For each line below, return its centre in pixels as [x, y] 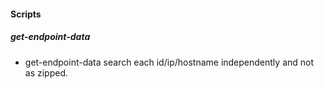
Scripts [26, 14]
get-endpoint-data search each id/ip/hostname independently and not [169, 62]
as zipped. [46, 72]
